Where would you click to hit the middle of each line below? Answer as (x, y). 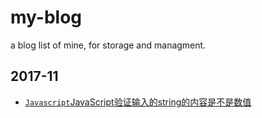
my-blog (46, 17)
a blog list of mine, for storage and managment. (108, 45)
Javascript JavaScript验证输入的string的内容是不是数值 (138, 102)
